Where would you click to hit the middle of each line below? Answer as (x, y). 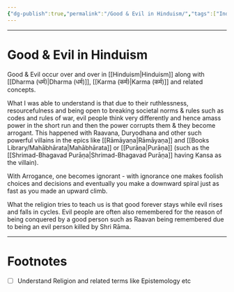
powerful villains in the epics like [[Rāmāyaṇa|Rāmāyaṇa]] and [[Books (108, 140)
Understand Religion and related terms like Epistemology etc (104, 281)
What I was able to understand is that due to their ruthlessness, (98, 103)
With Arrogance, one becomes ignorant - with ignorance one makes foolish (115, 176)
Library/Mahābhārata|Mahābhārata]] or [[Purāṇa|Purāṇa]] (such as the (109, 147)
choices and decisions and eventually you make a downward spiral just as (113, 183)
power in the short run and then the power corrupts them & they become (111, 125)
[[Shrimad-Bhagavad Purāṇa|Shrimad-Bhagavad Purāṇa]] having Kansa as (114, 155)
